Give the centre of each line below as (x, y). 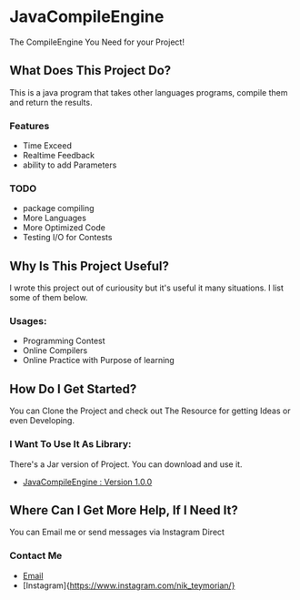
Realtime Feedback (59, 156)
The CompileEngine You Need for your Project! (97, 42)
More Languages (54, 218)
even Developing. (42, 421)
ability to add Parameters (70, 165)
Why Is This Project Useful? (90, 266)
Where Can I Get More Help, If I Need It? (124, 510)
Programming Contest (64, 341)
